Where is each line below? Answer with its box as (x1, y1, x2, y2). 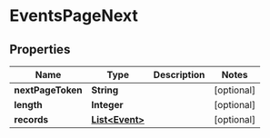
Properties (9, 42, 71, 57)
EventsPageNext (9, 5, 138, 26)
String (91, 84, 119, 96)
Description (153, 69, 205, 81)
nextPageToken (14, 84, 84, 96)
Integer (91, 99, 124, 111)
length (14, 99, 43, 111)
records (14, 113, 49, 125)
